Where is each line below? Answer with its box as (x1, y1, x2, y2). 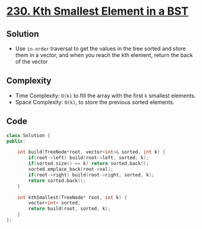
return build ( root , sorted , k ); (28, 206, 111, 212)
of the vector (15, 58, 48, 65)
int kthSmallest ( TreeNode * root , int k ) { (17, 194, 127, 200)
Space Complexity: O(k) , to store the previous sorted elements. (15, 98, 175, 105)
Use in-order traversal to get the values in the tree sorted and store (15, 45, 186, 52)
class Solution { (6, 132, 51, 138)
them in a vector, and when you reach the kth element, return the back (15, 51, 193, 59)
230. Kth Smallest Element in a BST (6, 4, 189, 18)
